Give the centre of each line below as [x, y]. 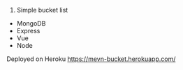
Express [28, 31]
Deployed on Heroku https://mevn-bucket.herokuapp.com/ [91, 59]
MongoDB [31, 23]
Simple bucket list [42, 10]
